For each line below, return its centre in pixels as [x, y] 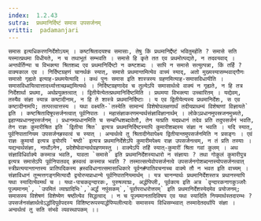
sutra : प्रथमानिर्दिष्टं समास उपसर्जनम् [54, 23]
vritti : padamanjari [44, 30]
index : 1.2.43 [33, 15]
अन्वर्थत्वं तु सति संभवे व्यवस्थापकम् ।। [53, 210]
